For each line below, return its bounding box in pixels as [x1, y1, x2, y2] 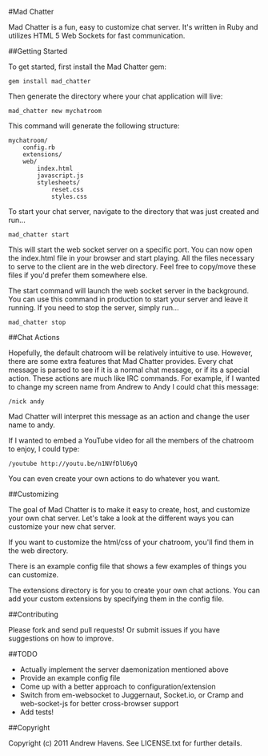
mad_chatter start [8, 231, 70, 239]
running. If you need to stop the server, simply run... [8, 303, 179, 312]
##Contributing [8, 609, 58, 619]
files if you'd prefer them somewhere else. [8, 270, 148, 280]
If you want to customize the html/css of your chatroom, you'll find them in [8, 537, 254, 547]
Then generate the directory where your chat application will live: [8, 91, 223, 101]
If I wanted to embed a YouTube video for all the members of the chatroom [8, 436, 254, 445]
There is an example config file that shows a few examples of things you [8, 561, 246, 571]
